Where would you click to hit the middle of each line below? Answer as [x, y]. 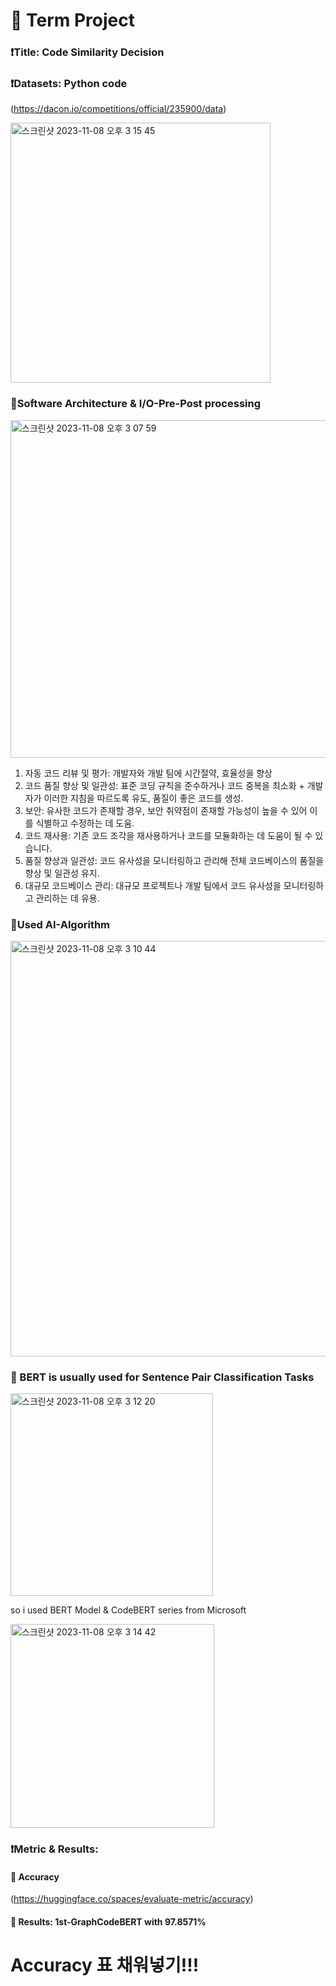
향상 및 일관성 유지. [62, 873]
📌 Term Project [73, 20]
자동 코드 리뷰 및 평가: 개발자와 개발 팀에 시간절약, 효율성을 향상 [148, 773]
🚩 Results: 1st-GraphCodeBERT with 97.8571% [108, 1922]
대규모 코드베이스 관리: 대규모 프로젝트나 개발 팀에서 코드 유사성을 [153, 885]
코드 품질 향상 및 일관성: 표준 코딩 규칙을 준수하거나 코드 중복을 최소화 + [164, 785]
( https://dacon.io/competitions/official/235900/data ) [118, 109]
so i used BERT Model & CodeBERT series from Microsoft [128, 1610]
